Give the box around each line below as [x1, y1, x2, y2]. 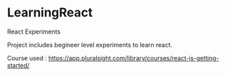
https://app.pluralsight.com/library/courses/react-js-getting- [47, 53, 220, 62]
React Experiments [7, 27, 60, 36]
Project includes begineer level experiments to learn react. [7, 40, 173, 49]
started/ [7, 61, 30, 69]
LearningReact [7, 5, 93, 21]
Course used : [7, 53, 47, 62]
